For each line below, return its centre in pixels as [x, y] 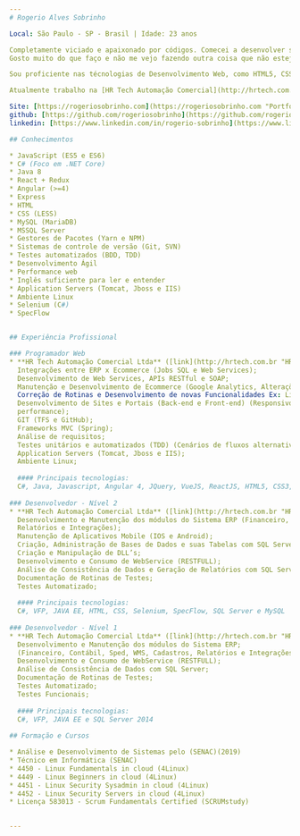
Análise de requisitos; [61, 436]
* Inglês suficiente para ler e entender [87, 280]
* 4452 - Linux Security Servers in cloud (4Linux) [107, 794]
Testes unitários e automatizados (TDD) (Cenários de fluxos [133, 445]
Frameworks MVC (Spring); [66, 428]
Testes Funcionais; [54, 694]
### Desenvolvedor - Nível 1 [63, 628]
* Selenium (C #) [39, 305]
